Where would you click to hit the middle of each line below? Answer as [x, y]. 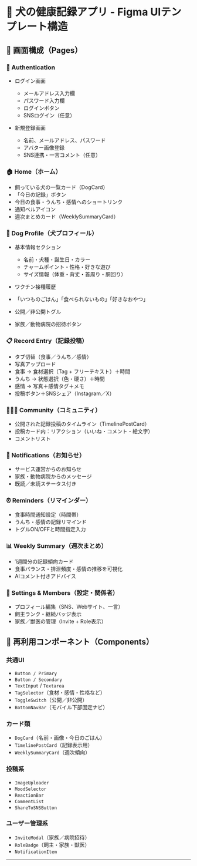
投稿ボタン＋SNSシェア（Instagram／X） [64, 393]
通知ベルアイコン [35, 210]
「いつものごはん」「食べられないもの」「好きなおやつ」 [81, 299]
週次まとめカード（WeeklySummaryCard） [67, 217]
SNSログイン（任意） [49, 115]
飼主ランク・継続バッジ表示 [48, 614]
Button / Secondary [38, 680]
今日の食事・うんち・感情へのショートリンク [69, 202]
